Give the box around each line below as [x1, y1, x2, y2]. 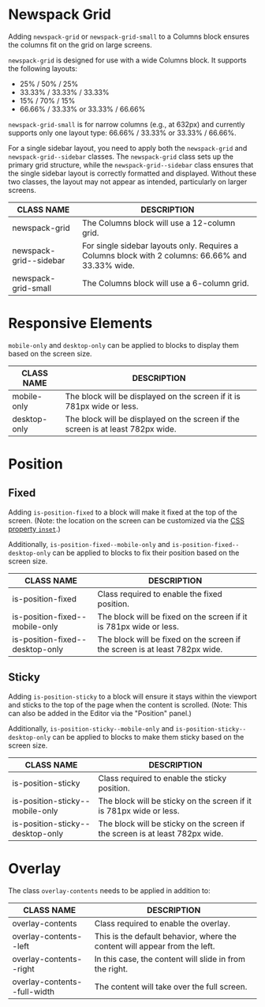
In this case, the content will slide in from [94, 953, 246, 964]
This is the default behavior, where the [94, 930, 237, 941]
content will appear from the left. [94, 941, 215, 952]
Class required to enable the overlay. [94, 918, 230, 929]
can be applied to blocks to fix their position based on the [52, 548, 240, 557]
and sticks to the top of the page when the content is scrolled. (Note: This [8, 700, 248, 709]
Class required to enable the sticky [98, 772, 227, 783]
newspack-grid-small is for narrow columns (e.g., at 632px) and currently [8, 119, 245, 129]
